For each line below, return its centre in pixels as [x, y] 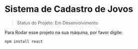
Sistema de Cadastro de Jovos [69, 9]
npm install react [24, 41]
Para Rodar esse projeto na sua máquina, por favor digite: [64, 32]
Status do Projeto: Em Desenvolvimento [57, 23]
